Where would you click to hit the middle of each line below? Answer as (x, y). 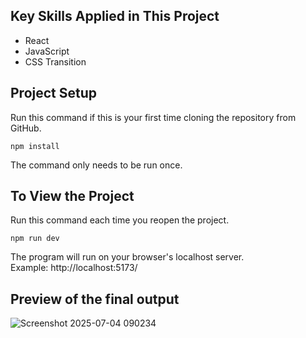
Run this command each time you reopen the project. (120, 220)
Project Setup (54, 93)
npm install (35, 146)
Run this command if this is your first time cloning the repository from (153, 117)
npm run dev (35, 239)
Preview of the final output (95, 299)
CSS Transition (55, 61)
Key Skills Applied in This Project (115, 16)
